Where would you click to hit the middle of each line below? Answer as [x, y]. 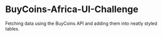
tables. [12, 28]
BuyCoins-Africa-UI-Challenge [72, 9]
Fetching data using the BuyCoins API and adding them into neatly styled [81, 23]
